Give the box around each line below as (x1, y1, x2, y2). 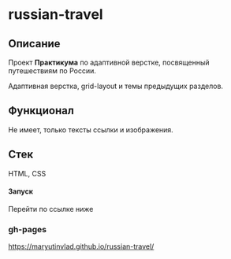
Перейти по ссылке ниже (8, 204, 94, 213)
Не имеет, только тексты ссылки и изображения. (8, 124, 173, 135)
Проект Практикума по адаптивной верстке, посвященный (8, 57, 211, 67)
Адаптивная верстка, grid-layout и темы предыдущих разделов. (8, 81, 223, 91)
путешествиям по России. (8, 66, 97, 76)
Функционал (8, 104, 75, 117)
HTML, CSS (8, 168, 47, 178)
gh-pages (8, 224, 47, 235)
